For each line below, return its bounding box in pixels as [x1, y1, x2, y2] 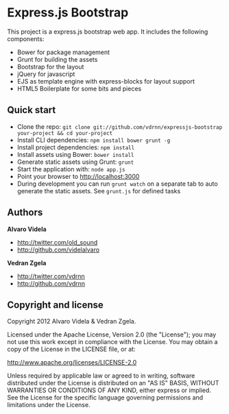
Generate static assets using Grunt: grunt [16, 158, 134, 166]
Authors [7, 207, 43, 219]
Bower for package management [16, 48, 110, 56]
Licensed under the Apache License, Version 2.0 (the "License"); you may [7, 330, 217, 339]
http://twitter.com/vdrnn [16, 272, 86, 280]
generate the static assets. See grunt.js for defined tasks [16, 186, 181, 195]
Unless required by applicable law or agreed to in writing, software [7, 372, 195, 380]
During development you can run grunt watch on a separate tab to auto [16, 180, 218, 188]
